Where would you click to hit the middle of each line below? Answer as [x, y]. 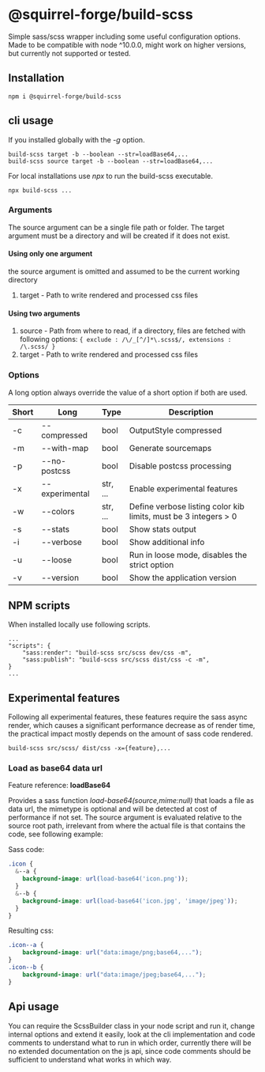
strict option [151, 565]
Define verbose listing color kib [187, 506]
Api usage [34, 1007]
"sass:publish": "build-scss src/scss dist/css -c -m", [116, 660]
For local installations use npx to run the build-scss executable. [111, 176]
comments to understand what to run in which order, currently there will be [130, 1043]
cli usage [31, 121]
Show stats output [163, 529]
